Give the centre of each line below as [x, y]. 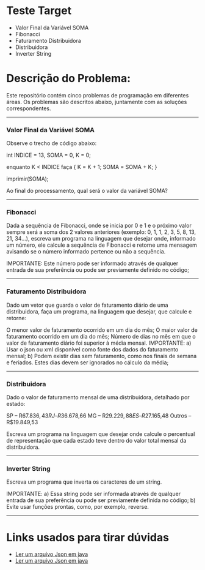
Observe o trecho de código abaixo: [52, 143]
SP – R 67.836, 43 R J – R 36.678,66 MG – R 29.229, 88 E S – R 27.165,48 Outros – [99, 416]
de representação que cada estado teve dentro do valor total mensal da [96, 441]
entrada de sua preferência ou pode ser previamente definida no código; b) [101, 500]
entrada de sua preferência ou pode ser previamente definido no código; [98, 270]
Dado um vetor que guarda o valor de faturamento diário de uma [88, 305]
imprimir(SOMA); [27, 179]
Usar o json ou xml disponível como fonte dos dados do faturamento [92, 349]
